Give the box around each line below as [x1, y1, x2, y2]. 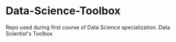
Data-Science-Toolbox [5, 4, 121, 18]
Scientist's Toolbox [5, 30, 53, 37]
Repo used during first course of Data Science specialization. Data [5, 24, 171, 31]
